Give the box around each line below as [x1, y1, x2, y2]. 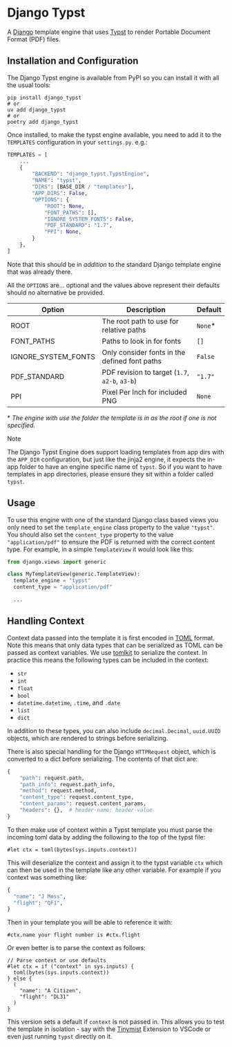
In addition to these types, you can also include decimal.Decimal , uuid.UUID [7, 726, 221, 734]
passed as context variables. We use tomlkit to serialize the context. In [7, 648, 208, 656]
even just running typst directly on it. [7, 1032, 113, 1041]
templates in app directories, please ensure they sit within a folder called [7, 470, 214, 478]
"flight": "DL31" [19, 994, 70, 1001]
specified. [7, 420, 36, 429]
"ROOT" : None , [43, 203, 85, 210]
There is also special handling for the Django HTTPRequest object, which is [7, 747, 216, 755]
